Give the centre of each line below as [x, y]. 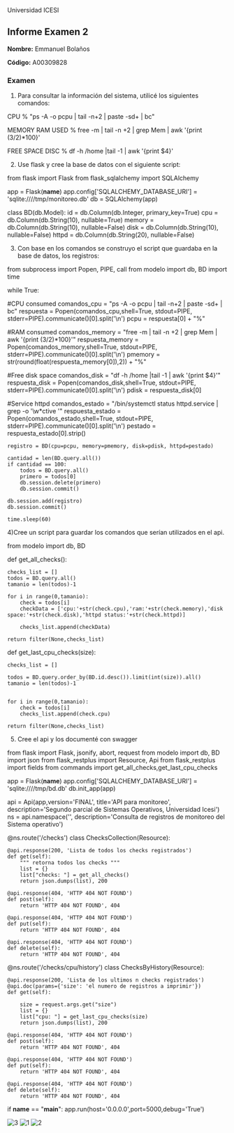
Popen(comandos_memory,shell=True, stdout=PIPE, [82, 347]
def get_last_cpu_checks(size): [52, 653]
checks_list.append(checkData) [65, 628]
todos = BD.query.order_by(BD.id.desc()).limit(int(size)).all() [104, 677]
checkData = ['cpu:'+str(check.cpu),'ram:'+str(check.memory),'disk [122, 609]
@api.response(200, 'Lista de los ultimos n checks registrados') [106, 980]
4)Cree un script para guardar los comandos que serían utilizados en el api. [116, 533]
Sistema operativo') [35, 824]
